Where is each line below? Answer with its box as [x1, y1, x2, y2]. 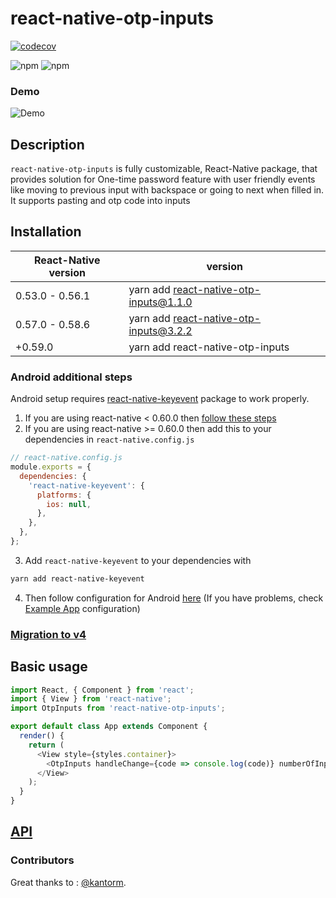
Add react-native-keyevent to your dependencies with [24, 554, 252, 566]
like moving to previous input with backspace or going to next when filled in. [10, 184, 325, 196]
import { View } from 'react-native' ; [10, 694, 172, 704]
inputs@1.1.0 [128, 295, 193, 309]
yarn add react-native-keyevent [10, 573, 145, 584]
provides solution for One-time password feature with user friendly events [10, 173, 316, 186]
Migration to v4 [10, 627, 87, 641]
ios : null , [46, 499, 92, 509]
